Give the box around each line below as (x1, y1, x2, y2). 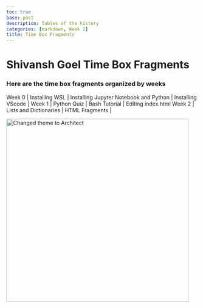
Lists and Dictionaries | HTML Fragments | (6, 106, 112, 113)
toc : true (6, 9, 32, 15)
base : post (6, 15, 34, 21)
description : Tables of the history (6, 20, 99, 26)
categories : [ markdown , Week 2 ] (6, 26, 88, 32)
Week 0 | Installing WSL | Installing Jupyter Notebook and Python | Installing (6, 93, 198, 101)
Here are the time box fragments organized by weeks (6, 80, 166, 88)
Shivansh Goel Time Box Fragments (6, 58, 190, 72)
